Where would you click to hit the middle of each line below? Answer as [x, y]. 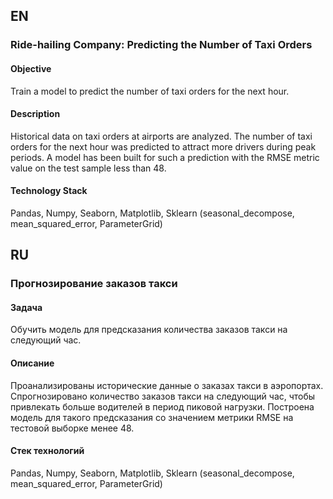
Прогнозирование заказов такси [94, 284]
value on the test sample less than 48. [88, 168]
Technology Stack [49, 191]
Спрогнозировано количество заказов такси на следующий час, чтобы [163, 396]
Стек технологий [47, 451]
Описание [32, 363]
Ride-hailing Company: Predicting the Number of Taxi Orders [161, 45]
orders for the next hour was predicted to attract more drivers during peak [163, 146]
